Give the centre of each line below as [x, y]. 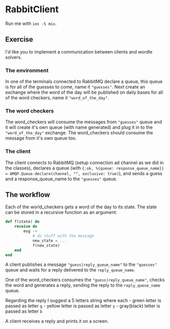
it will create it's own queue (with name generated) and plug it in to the [79, 127]
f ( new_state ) [46, 245]
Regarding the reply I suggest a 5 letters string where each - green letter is [83, 300]
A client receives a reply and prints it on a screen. [57, 321]
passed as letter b [24, 311]
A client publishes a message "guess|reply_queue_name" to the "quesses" [81, 265]
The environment [27, 70]
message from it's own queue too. [41, 138]
